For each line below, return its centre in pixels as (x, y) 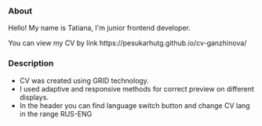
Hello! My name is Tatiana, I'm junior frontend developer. (99, 28)
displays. (34, 97)
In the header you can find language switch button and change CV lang (135, 105)
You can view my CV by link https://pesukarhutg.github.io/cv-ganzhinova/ (127, 43)
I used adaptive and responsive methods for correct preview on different (137, 88)
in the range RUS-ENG (56, 113)
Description (31, 63)
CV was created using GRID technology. (84, 81)
